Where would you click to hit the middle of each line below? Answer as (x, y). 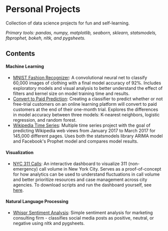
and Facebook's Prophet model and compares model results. (76, 141)
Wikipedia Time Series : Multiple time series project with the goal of (82, 125)
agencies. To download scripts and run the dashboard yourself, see (82, 185)
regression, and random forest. (45, 120)
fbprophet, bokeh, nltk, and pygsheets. (46, 38)
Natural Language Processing (37, 202)
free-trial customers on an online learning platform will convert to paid (85, 104)
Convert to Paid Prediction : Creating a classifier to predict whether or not (88, 99)
